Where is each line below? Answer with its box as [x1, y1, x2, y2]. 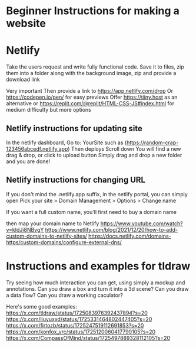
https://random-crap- [126, 139, 179, 146]
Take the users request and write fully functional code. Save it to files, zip [6, 63, 184, 70]
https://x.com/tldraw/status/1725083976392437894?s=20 [6, 309, 148, 316]
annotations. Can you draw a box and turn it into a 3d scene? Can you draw [6, 285, 190, 292]
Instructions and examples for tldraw [6, 259, 190, 273]
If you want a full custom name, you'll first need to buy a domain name [6, 208, 177, 215]
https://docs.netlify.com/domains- [88, 232, 172, 239]
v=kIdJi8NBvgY [6, 226, 44, 233]
